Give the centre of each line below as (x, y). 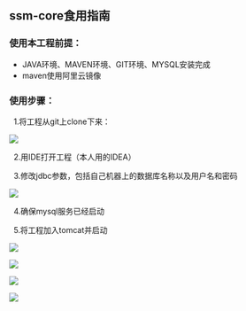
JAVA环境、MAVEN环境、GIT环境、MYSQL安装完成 (116, 64)
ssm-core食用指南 (60, 16)
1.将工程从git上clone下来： (61, 121)
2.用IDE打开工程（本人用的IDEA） (74, 157)
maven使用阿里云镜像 (61, 75)
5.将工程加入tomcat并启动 (60, 229)
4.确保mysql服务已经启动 (58, 211)
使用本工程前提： (46, 43)
